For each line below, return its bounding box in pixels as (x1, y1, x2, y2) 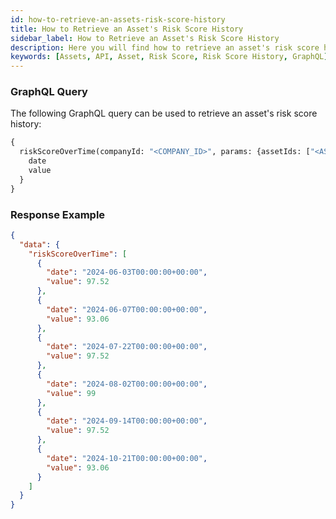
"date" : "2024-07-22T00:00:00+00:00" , (46, 342, 208, 352)
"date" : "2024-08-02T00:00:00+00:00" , (46, 379, 208, 389)
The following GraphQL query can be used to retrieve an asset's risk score (10, 107, 318, 120)
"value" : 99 (46, 388, 97, 398)
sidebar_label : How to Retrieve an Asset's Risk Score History (10, 33, 280, 43)
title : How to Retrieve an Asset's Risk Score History (10, 24, 244, 34)
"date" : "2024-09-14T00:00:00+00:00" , (46, 416, 208, 426)
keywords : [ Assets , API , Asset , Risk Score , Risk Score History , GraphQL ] (10, 52, 329, 62)
